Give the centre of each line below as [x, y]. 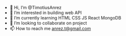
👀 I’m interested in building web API [46, 13]
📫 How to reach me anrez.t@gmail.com [50, 28]
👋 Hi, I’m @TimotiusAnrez [35, 8]
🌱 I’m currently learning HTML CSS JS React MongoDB [65, 18]
